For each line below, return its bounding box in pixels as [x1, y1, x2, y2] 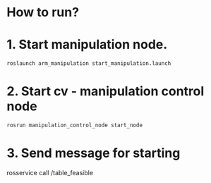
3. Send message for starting [6, 146, 181, 161]
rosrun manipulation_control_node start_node [6, 122, 143, 129]
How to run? [6, 4, 79, 20]
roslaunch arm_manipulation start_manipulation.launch [6, 60, 171, 67]
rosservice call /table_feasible [6, 169, 93, 177]
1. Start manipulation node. [6, 37, 168, 53]
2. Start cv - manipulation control [6, 83, 205, 100]
